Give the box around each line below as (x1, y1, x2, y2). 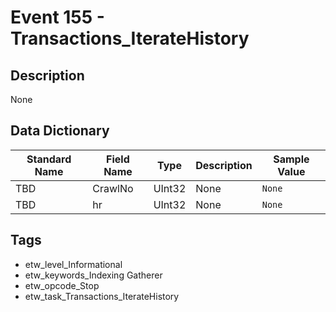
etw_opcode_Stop (24, 279, 100, 291)
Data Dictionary (10, 122, 110, 140)
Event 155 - (10, 6, 105, 29)
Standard (26, 152, 72, 166)
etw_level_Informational (24, 258, 123, 270)
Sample (273, 152, 310, 166)
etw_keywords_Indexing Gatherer (24, 269, 163, 281)
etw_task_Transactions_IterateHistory (24, 290, 180, 302)
